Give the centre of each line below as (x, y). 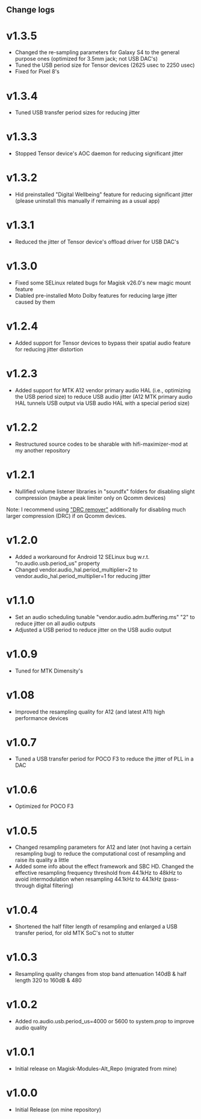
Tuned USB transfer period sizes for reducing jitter (77, 113)
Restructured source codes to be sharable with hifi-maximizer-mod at (101, 444)
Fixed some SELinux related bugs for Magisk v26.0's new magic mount (103, 283)
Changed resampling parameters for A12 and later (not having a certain (103, 847)
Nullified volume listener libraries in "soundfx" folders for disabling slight (105, 491)
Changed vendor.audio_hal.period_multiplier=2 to (76, 569)
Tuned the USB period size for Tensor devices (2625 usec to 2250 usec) (105, 65)
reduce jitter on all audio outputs (55, 623)
